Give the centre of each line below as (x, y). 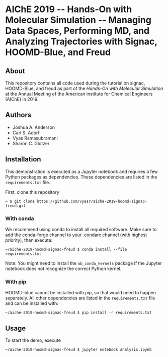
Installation (23, 160)
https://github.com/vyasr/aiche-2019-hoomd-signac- (92, 201)
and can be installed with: (32, 303)
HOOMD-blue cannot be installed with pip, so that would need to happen (80, 293)
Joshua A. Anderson (34, 127)
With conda (20, 218)
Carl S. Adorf (26, 132)
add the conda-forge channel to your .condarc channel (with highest (76, 235)
